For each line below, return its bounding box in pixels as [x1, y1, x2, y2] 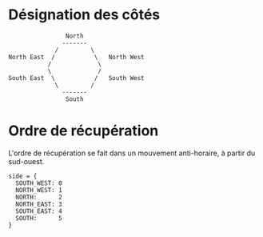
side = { [8, 172, 38, 180]
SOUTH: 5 [15, 214, 62, 222]
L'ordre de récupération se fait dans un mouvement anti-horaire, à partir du [8, 148, 256, 158]
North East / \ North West [8, 53, 145, 61]
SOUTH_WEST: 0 [15, 179, 62, 187]
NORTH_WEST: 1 [15, 186, 62, 194]
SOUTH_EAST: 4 [15, 207, 62, 215]
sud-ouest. [8, 156, 45, 166]
